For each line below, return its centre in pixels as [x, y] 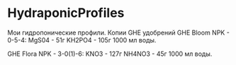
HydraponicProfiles [66, 13]
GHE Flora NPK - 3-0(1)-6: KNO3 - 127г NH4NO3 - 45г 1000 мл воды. [110, 54]
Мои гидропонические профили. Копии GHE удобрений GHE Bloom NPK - [119, 32]
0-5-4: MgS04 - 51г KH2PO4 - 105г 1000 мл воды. [82, 40]
